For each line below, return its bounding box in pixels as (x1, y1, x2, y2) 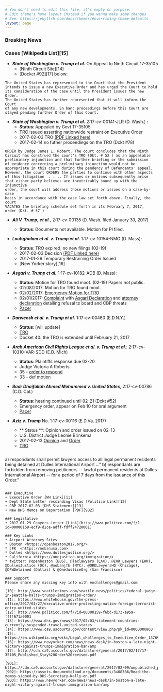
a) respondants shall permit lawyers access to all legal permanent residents (5, 457, 156, 462)
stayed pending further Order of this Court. (5, 110, 98, 115)
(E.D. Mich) (46, 349, 68, 355)
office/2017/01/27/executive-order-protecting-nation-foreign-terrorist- (5, 602, 158, 606)
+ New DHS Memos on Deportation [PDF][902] (5, 508, 95, 513)
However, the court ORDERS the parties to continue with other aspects (5, 170, 153, 175)
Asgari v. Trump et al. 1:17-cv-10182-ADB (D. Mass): (12, 270, 117, 276)
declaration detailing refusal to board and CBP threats (19, 300, 127, 306)
